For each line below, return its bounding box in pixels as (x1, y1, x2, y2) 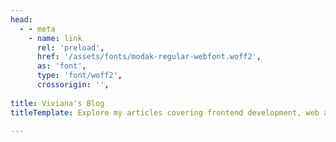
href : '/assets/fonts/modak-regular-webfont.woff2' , (36, 52, 262, 62)
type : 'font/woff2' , (36, 71, 123, 81)
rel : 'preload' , (36, 42, 105, 53)
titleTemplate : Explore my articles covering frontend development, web (10, 107, 320, 118)
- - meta (19, 24, 56, 34)
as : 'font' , (36, 61, 87, 71)
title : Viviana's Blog (10, 98, 105, 108)
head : (10, 14, 33, 25)
